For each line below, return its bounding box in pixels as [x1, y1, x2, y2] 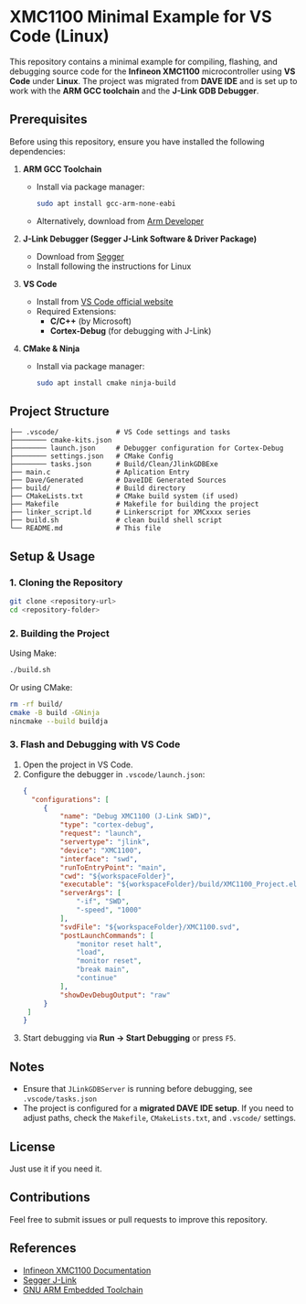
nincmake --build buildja [9, 716, 108, 726]
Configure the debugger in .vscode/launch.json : [22, 768, 206, 779]
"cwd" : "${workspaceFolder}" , [59, 871, 175, 881]
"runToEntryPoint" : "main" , [59, 862, 167, 872]
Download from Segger [36, 251, 125, 262]
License [9, 1138, 56, 1154]
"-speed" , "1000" [76, 905, 142, 915]
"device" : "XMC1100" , [59, 846, 142, 855]
